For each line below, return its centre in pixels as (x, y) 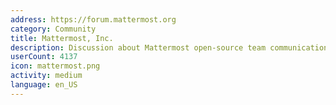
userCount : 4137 (44, 57)
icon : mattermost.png (55, 66)
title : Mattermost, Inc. (62, 38)
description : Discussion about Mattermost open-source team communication (169, 47)
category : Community (53, 29)
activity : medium (46, 76)
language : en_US (44, 85)
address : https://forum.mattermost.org (93, 19)
